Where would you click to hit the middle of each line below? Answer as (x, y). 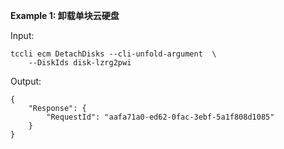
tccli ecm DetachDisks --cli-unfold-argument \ (113, 54)
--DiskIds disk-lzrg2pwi (80, 63)
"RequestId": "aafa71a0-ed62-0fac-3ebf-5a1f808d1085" (160, 117)
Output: (26, 81)
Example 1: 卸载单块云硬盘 (65, 15)
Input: (22, 35)
